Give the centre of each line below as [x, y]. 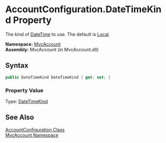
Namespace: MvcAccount [33, 44]
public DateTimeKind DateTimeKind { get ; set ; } [58, 77]
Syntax [17, 65]
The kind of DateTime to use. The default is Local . [58, 34]
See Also [20, 117]
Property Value [25, 90]
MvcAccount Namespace [32, 135]
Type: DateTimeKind [27, 101]
